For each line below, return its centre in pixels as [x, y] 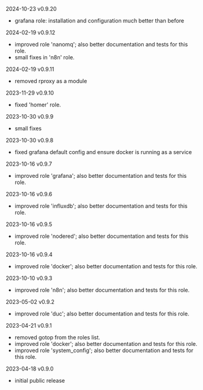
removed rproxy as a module [51, 81]
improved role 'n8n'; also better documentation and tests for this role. [102, 290]
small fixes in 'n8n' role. [44, 57]
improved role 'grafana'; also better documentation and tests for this [101, 176]
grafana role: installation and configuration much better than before [99, 20]
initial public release [40, 381]
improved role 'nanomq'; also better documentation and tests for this [101, 44]
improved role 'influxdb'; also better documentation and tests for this [101, 206]
